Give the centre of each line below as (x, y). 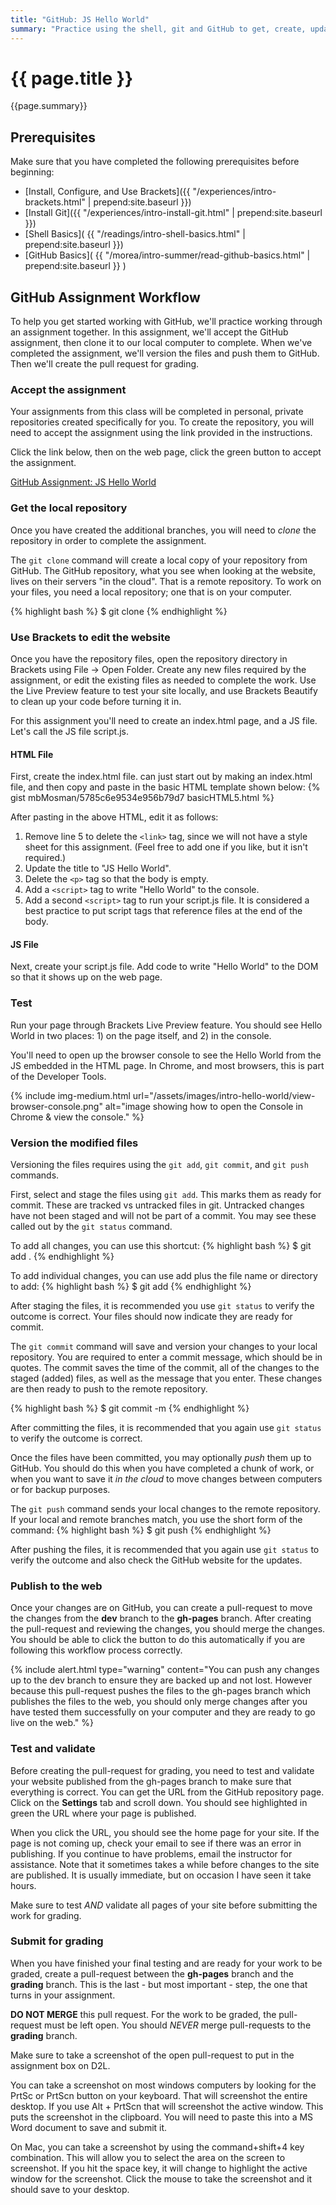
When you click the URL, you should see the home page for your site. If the (165, 1832)
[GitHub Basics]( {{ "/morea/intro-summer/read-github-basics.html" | (167, 255)
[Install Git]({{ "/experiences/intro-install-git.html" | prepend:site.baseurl (173, 213)
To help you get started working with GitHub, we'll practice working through (166, 322)
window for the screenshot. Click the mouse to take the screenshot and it (161, 2178)
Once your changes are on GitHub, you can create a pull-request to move (161, 1608)
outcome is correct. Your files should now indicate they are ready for (151, 1316)
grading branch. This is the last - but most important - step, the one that (159, 1984)
